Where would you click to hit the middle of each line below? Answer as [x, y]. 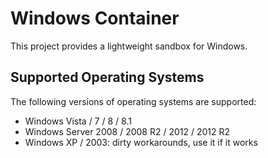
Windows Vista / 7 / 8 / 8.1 [78, 121]
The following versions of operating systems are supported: [133, 101]
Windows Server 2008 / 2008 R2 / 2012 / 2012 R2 [127, 131]
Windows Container [95, 18]
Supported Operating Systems [107, 77]
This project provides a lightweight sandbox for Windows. [129, 46]
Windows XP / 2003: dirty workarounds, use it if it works [141, 142]
